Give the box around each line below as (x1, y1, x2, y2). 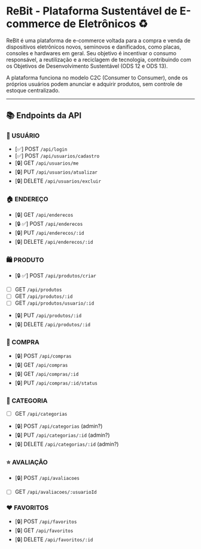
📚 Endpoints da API (6, 111, 82, 121)
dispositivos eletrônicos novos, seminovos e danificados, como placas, (6, 43, 181, 50)
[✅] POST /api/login (14, 145, 68, 153)
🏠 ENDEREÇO (6, 195, 49, 203)
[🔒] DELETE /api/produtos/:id (14, 321, 91, 328)
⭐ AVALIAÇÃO (6, 458, 48, 466)
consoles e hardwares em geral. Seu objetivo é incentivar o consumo (6, 49, 176, 56)
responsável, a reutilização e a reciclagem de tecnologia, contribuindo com (6, 56, 191, 63)
